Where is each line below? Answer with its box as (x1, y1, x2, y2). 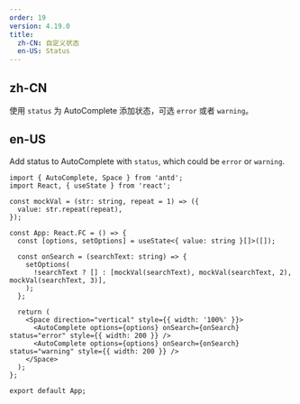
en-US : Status (17, 47, 70, 56)
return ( (17, 308, 50, 317)
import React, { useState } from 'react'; (9, 181, 171, 190)
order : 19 (9, 13, 47, 23)
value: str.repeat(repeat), (17, 205, 123, 214)
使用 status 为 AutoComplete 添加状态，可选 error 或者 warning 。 (9, 105, 254, 115)
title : (9, 30, 34, 39)
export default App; (9, 386, 87, 395)
